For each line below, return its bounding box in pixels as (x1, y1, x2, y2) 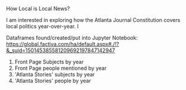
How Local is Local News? (6, 5, 70, 12)
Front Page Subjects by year (14, 59, 84, 65)
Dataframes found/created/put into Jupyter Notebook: (6, 34, 138, 41)
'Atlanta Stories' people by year (14, 77, 92, 84)
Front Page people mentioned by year (14, 65, 107, 72)
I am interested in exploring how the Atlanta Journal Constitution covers (6, 17, 181, 23)
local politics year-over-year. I (6, 23, 79, 30)
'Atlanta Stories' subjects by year (14, 71, 95, 78)
